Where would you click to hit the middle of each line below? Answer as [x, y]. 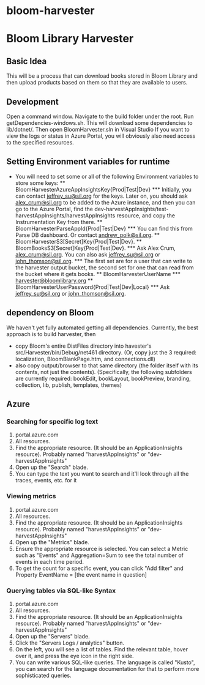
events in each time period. [50, 561]
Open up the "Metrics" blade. [52, 542]
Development [33, 102]
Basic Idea [27, 61]
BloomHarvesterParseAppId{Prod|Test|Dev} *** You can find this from [104, 228]
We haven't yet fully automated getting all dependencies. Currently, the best [102, 328]
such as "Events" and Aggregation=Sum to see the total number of [99, 555]
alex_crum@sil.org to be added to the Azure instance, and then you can [105, 202]
